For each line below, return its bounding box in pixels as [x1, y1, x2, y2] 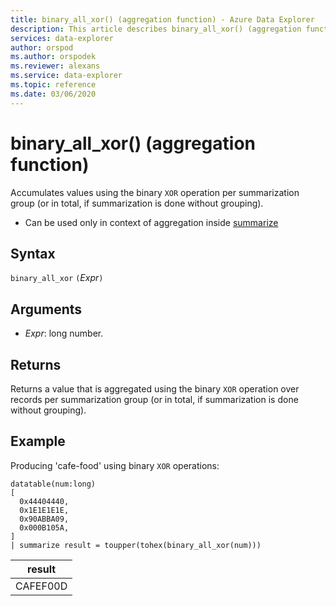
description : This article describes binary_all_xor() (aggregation [10, 24, 302, 34]
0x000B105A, [19, 522, 70, 533]
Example [10, 433, 66, 450]
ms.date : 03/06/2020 [10, 89, 97, 99]
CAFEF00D [15, 579, 68, 593]
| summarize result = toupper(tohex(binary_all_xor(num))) [10, 540, 262, 550]
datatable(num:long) [10, 479, 97, 489]
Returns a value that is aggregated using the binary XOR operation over [10, 383, 300, 395]
